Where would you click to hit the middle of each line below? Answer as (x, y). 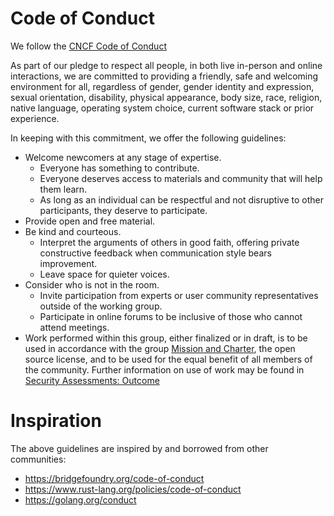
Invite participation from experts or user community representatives (179, 295)
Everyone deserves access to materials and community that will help (181, 178)
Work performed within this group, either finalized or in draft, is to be (166, 338)
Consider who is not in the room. (92, 284)
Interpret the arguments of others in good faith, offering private (169, 242)
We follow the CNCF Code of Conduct (88, 46)
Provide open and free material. (90, 221)
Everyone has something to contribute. (119, 168)
